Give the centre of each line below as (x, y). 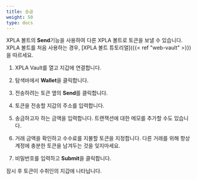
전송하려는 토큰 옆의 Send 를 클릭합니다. (61, 93)
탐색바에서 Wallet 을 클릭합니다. (52, 80)
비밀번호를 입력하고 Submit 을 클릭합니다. (63, 159)
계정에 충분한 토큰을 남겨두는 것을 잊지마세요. (67, 146)
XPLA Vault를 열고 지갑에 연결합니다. (58, 68)
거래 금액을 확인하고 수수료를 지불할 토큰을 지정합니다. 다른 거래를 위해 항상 (102, 138)
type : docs (20, 23)
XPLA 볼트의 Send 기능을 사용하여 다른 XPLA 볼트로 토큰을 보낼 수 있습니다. (95, 40)
